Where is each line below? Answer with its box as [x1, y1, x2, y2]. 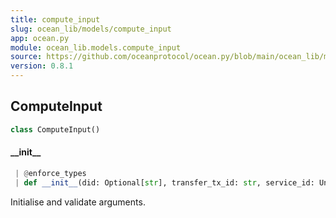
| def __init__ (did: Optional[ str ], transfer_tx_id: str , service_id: [14, 177, 315, 188]
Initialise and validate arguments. [10, 196, 146, 208]
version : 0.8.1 [10, 61, 74, 71]
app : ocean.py [10, 33, 70, 43]
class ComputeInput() [10, 124, 101, 135]
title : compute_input [10, 14, 101, 25]
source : [10, 52, 43, 62]
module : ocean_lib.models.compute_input [10, 42, 182, 53]
